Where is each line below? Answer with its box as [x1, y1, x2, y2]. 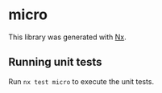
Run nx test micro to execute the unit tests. [8, 76, 155, 86]
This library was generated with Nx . [8, 32, 127, 42]
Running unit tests [8, 55, 102, 69]
